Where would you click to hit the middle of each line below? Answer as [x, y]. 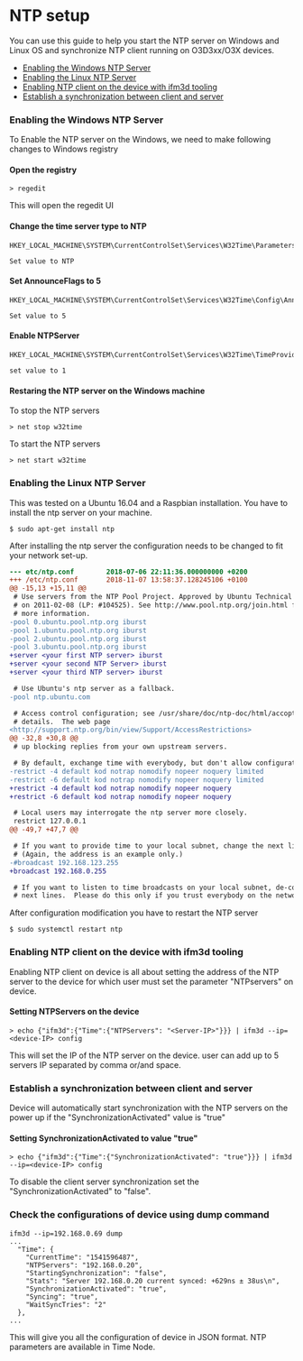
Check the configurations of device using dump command [139, 1215]
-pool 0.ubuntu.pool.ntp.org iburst [78, 622]
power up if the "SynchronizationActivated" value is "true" [117, 1117]
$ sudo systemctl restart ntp [66, 930]
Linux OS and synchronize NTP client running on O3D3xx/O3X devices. [142, 50]
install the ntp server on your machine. [81, 512]
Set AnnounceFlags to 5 [55, 281]
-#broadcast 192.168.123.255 [64, 862]
